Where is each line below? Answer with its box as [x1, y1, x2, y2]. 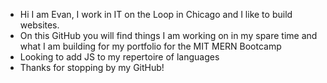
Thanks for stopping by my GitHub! [19, 62, 165, 73]
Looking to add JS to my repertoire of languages [19, 51, 220, 63]
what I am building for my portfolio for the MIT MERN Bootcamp [19, 40, 282, 52]
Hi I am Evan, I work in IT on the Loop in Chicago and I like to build [19, 9, 293, 20]
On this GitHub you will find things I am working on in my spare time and [19, 30, 318, 41]
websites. [19, 19, 60, 31]
